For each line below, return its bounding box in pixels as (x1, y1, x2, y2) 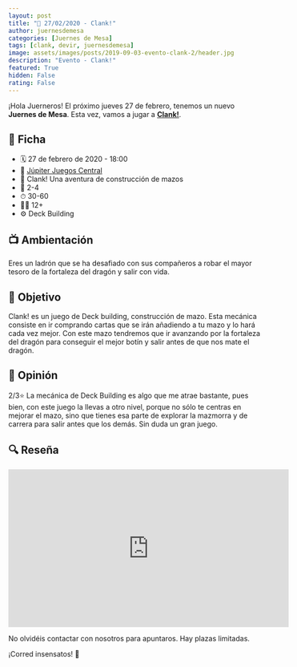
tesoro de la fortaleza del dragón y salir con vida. (8, 267, 170, 277)
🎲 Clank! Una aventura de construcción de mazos (19, 174, 184, 184)
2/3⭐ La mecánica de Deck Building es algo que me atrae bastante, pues (8, 390, 249, 400)
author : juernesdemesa (8, 26, 84, 34)
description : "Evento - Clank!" (8, 57, 116, 65)
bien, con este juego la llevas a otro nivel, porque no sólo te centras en (8, 402, 242, 411)
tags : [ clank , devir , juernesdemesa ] (8, 42, 134, 50)
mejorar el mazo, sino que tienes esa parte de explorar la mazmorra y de (8, 410, 248, 420)
